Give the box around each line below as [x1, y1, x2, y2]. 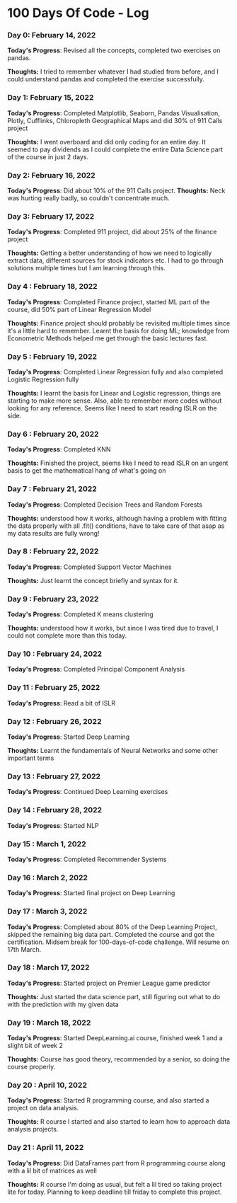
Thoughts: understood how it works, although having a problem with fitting [7, 514, 227, 522]
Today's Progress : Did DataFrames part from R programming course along [7, 1158, 226, 1167]
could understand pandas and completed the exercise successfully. [7, 75, 205, 84]
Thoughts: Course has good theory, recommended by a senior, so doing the [7, 1055, 231, 1064]
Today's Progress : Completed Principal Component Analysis [7, 665, 185, 674]
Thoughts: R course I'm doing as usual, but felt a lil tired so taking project [7, 1180, 222, 1188]
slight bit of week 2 [7, 1042, 64, 1050]
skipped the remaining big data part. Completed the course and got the [7, 930, 215, 938]
